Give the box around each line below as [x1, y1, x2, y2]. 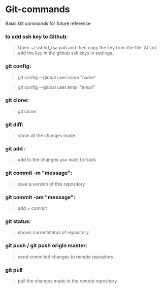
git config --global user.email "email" [17, 84, 95, 90]
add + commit [17, 205, 47, 211]
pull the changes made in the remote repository [17, 278, 117, 284]
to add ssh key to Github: [5, 33, 69, 40]
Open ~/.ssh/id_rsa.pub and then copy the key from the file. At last [17, 45, 157, 51]
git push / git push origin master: [5, 242, 88, 249]
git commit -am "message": [5, 194, 76, 201]
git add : [5, 145, 26, 152]
